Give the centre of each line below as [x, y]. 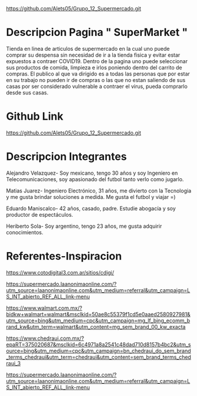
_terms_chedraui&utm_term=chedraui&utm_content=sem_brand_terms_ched [98, 357]
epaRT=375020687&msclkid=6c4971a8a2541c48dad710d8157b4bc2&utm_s [98, 344]
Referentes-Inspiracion [64, 256]
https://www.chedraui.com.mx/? [45, 338]
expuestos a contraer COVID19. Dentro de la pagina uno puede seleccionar [97, 61]
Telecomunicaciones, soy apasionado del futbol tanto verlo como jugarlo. [95, 179]
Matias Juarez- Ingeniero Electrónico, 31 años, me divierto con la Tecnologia [99, 191]
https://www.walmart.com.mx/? [44, 308]
